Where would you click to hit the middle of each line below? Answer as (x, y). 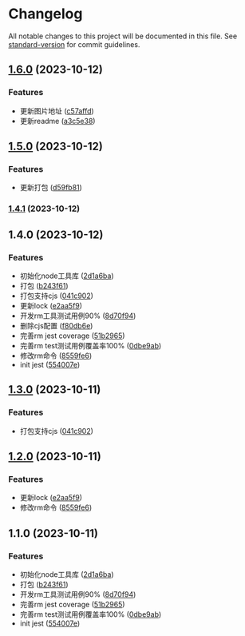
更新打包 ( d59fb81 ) (51, 188)
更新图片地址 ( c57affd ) (57, 111)
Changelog (45, 14)
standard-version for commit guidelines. (74, 44)
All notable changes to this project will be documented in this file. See (123, 36)
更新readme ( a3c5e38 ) (57, 121)
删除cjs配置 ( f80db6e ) (56, 325)
